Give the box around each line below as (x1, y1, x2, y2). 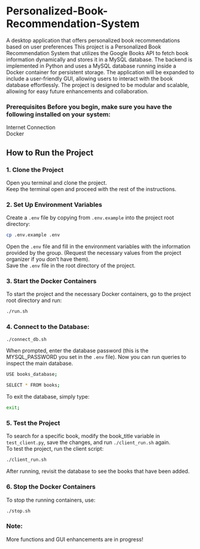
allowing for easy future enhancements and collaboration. (6, 88, 149, 95)
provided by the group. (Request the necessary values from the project (6, 249, 181, 257)
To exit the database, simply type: (6, 393, 90, 400)
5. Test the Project (6, 418, 60, 427)
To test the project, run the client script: (6, 445, 104, 453)
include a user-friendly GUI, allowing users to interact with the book (6, 75, 173, 82)
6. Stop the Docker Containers (6, 482, 96, 491)
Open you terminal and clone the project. (6, 179, 107, 186)
